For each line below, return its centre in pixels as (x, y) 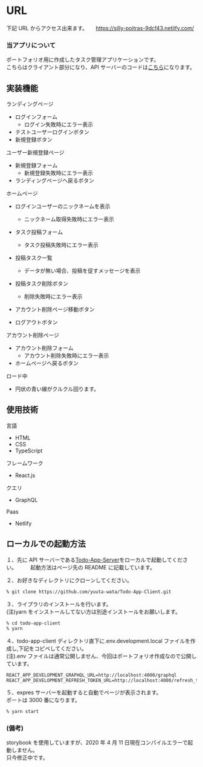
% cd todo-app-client (34, 623)
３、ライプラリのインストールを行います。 (59, 604)
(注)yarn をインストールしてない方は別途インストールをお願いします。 (94, 611)
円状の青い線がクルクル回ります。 (57, 389)
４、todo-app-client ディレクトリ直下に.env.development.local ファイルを (98, 641)
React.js (25, 475)
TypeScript (29, 450)
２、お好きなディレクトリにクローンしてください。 (69, 580)
